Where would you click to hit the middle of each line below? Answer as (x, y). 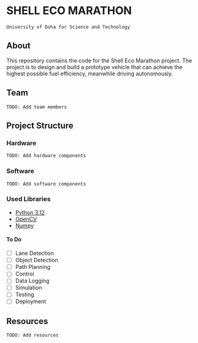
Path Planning (33, 267)
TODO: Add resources (33, 335)
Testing (25, 295)
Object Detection (36, 260)
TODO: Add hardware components (46, 156)
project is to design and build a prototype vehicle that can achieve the (94, 67)
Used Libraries (29, 199)
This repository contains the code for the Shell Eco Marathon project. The (99, 60)
